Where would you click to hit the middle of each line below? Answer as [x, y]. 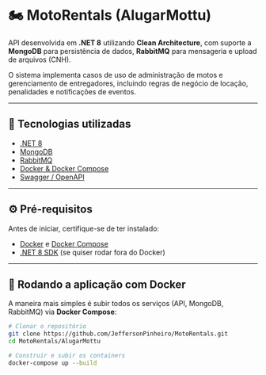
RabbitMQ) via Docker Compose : [63, 312]
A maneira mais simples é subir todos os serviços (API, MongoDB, [116, 304]
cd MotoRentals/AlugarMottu [55, 342]
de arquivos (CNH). [40, 59]
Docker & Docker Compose [64, 168]
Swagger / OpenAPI [52, 177]
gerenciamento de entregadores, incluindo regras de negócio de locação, [128, 83]
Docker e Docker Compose [64, 243]
